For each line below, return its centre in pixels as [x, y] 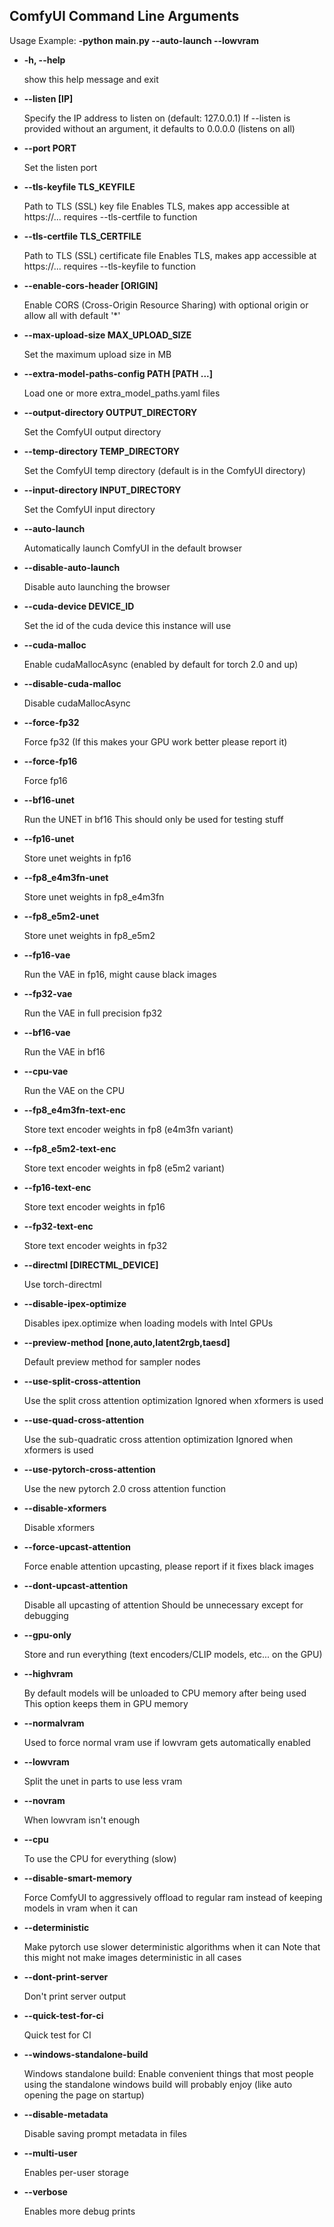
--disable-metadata [66, 2114]
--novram [44, 1800]
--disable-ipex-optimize [75, 1303]
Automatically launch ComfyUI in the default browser [132, 548]
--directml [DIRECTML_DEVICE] [91, 1265]
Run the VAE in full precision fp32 [93, 1013]
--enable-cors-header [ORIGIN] [91, 285]
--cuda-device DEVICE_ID [79, 606]
